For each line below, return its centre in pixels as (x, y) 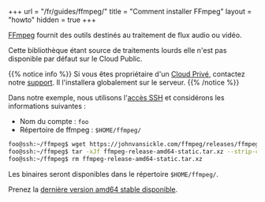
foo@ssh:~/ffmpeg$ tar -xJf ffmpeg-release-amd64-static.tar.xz (116, 151)
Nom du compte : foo (54, 121)
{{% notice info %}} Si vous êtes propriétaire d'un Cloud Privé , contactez (127, 74)
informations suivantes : (47, 106)
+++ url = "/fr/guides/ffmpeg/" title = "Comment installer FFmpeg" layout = (130, 11)
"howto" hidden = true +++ (52, 20)
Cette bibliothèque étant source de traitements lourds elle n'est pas (118, 50)
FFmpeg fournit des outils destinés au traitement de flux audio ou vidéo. (125, 35)
